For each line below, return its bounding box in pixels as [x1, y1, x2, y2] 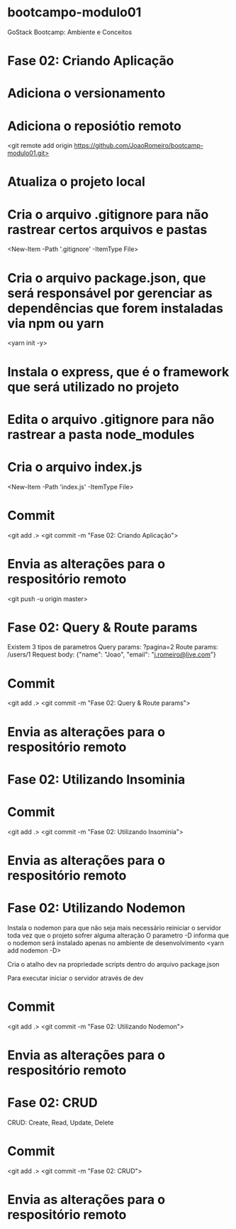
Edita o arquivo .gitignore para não [7, 411, 215, 427]
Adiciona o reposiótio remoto [7, 118, 182, 134]
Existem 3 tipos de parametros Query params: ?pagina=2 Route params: [7, 643, 218, 651]
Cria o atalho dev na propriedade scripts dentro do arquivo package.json [7, 959, 220, 968]
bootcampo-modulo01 [7, 4, 142, 21]
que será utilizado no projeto [7, 378, 179, 395]
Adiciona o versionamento [7, 85, 166, 102]
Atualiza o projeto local [7, 174, 145, 190]
